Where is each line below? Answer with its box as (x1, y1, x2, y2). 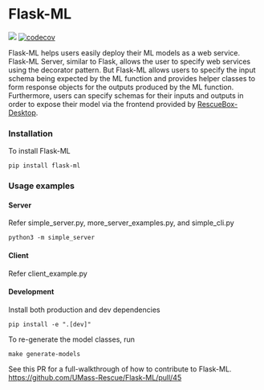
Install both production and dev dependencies (8, 305, 160, 314)
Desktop (8, 108, 36, 117)
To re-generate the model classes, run (8, 335, 135, 344)
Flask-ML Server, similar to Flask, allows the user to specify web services (8, 56, 251, 66)
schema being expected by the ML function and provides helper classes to (8, 73, 255, 83)
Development (8, 287, 55, 297)
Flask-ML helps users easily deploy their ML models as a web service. (8, 47, 241, 57)
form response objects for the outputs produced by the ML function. (8, 82, 234, 92)
